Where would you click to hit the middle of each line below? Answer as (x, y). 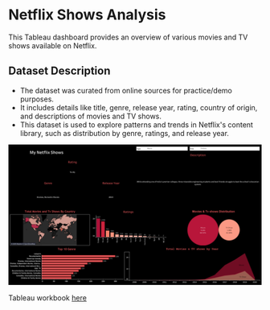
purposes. (37, 99)
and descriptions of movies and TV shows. (91, 116)
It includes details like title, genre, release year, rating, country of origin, (139, 107)
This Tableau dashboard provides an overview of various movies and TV (128, 37)
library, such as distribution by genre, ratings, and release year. (124, 133)
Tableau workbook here (47, 298)
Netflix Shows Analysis (87, 15)
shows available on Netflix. (53, 45)
